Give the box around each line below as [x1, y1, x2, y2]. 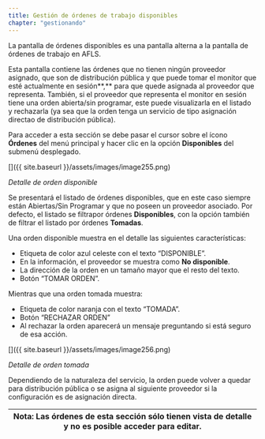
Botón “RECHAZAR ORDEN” [19, 313, 110, 322]
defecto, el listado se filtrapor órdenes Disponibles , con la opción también [8, 209, 250, 219]
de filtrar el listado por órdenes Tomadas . [8, 218, 144, 227]
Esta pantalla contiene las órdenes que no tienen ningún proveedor [8, 64, 226, 73]
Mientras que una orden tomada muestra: [8, 289, 144, 298]
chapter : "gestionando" [8, 19, 87, 27]
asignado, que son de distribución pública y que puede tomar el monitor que [8, 73, 257, 82]
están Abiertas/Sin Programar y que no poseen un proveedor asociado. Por [8, 201, 253, 210]
